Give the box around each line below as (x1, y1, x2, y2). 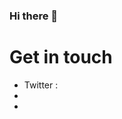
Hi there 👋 (9, 9, 59, 23)
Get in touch (9, 46, 113, 69)
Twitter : (23, 79, 59, 91)
